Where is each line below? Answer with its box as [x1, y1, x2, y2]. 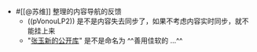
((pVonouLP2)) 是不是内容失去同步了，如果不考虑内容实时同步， [27, 16, 236, 26]
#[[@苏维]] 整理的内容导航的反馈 [15, 7, 122, 16]
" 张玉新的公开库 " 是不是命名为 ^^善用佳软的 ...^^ [27, 36, 183, 45]
